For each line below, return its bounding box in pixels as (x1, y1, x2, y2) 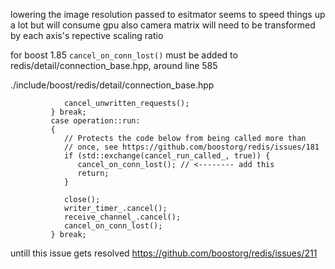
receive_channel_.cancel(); (63, 212, 182, 222)
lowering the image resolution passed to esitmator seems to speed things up (10, 9, 326, 20)
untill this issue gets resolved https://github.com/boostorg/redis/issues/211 (10, 247, 318, 259)
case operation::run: (50, 116, 141, 126)
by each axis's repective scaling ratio (10, 30, 164, 41)
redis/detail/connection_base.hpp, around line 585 (10, 60, 218, 71)
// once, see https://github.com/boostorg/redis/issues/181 (63, 142, 320, 152)
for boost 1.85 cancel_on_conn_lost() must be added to (10, 49, 238, 61)
